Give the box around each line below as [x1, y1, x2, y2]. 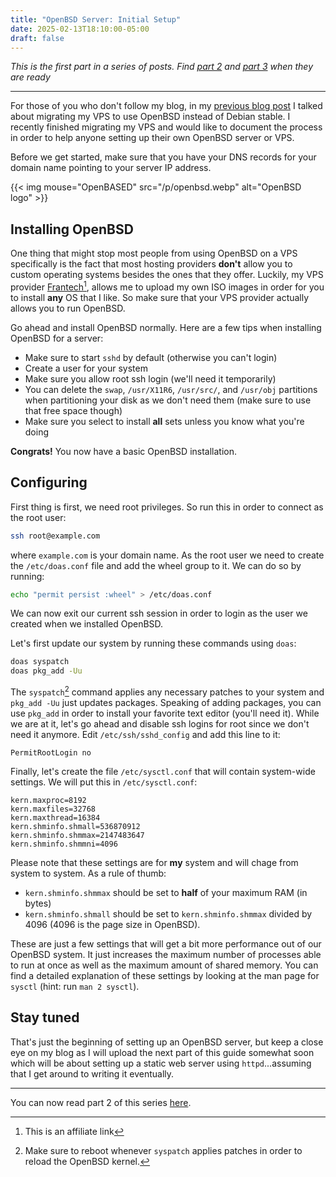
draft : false [10, 33, 65, 43]
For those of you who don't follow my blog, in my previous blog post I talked [10, 100, 323, 112]
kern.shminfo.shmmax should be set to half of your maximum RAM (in [24, 886, 308, 898]
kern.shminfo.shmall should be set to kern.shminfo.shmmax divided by [24, 907, 313, 920]
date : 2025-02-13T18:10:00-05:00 [10, 24, 150, 34]
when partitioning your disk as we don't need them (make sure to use [24, 394, 312, 406]
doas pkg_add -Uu [10, 666, 83, 676]
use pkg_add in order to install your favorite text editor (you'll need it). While [10, 707, 320, 719]
